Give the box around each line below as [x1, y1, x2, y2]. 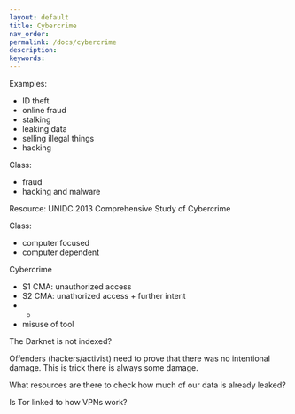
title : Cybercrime [9, 21, 77, 30]
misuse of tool [21, 319, 74, 329]
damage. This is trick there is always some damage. [9, 363, 198, 372]
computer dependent [21, 247, 100, 257]
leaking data [21, 124, 68, 134]
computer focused [21, 238, 90, 248]
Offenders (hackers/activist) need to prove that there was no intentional [9, 353, 270, 364]
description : [9, 46, 58, 55]
